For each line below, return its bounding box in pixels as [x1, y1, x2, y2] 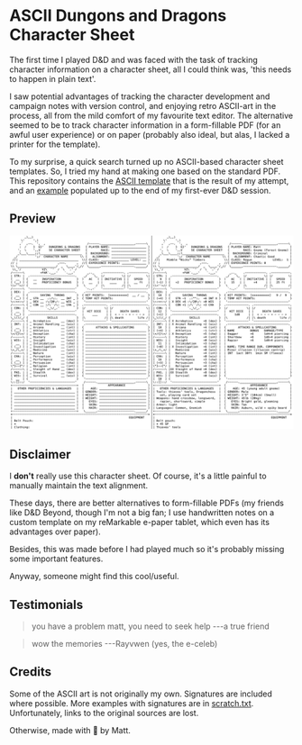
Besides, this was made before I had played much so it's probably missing [9, 544, 285, 555]
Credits [9, 664, 52, 680]
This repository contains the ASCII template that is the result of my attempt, [9, 175, 289, 186]
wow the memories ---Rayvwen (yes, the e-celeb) [31, 638, 218, 649]
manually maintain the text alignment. [9, 480, 149, 491]
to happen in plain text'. [9, 73, 96, 84]
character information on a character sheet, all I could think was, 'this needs [9, 64, 292, 75]
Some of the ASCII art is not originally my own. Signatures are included [9, 688, 273, 699]
